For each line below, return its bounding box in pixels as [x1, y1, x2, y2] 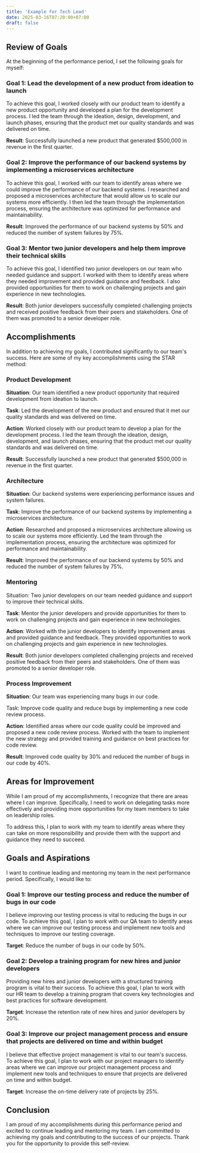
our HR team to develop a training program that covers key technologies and [6, 991, 194, 998]
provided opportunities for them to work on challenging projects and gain [6, 284, 186, 292]
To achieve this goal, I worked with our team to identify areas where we [6, 179, 182, 186]
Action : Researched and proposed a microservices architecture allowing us [6, 526, 192, 533]
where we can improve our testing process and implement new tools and [6, 924, 186, 931]
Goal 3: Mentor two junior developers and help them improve [6, 244, 186, 252]
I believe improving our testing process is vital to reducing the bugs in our [6, 912, 187, 918]
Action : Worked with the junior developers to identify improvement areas [6, 627, 186, 634]
